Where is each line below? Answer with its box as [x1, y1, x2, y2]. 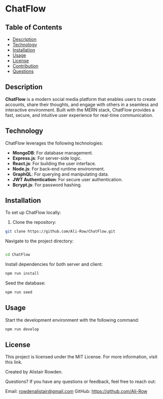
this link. [5, 359, 23, 365]
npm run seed [5, 290, 33, 295]
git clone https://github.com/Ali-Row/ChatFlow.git [5, 229, 115, 234]
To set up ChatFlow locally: [5, 209, 61, 216]
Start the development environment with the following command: [5, 317, 139, 323]
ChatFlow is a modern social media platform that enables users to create [5, 96, 156, 102]
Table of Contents [5, 23, 63, 32]
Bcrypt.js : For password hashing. [12, 182, 82, 188]
